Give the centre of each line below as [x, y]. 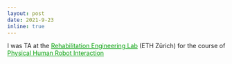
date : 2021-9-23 [30, 20]
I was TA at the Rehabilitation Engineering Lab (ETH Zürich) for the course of [116, 46]
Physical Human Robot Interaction [56, 53]
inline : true [26, 26]
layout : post [26, 13]
